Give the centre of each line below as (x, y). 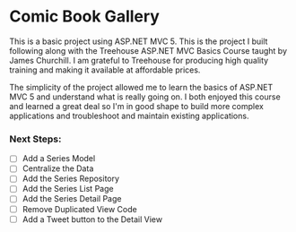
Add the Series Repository (70, 179)
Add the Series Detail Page (72, 199)
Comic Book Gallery (84, 17)
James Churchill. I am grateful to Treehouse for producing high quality (139, 60)
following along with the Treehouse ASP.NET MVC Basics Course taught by (148, 50)
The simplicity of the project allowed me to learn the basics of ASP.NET (141, 87)
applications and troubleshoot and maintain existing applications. (129, 116)
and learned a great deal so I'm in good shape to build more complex (137, 106)
